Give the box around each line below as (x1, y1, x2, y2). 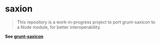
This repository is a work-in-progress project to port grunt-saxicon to (16, 19, 156, 25)
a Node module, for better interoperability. (16, 24, 101, 30)
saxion (5, 3, 33, 14)
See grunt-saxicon (5, 33, 44, 39)
